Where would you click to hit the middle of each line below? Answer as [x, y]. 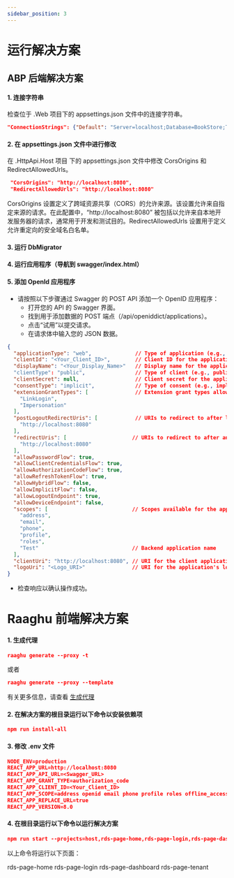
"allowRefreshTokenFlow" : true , [61, 477]
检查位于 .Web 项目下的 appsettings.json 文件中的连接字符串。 [97, 114]
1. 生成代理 [23, 640]
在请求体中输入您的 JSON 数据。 [75, 333]
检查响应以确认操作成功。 [54, 588]
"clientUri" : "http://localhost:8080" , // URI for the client [106, 561]
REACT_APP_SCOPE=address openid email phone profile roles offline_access [118, 793]
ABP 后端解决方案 [45, 79]
